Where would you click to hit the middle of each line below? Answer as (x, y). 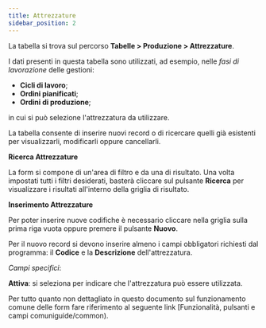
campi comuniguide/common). (58, 315)
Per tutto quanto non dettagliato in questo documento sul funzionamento (127, 299)
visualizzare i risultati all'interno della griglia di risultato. (99, 189)
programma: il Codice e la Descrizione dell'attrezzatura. (100, 252)
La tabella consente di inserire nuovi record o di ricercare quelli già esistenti (132, 133)
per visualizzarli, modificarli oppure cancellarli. (85, 141)
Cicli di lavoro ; (44, 85)
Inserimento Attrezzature (51, 205)
